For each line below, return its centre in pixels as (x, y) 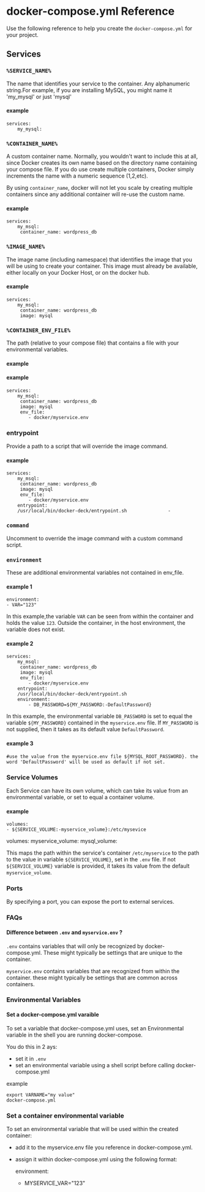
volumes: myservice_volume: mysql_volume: (62, 841)
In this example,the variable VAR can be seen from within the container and (100, 616)
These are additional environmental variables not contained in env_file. (95, 573)
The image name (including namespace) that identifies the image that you (99, 259)
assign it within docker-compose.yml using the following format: (96, 1159)
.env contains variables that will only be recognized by (75, 946)
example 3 (20, 743)
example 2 (20, 643)
